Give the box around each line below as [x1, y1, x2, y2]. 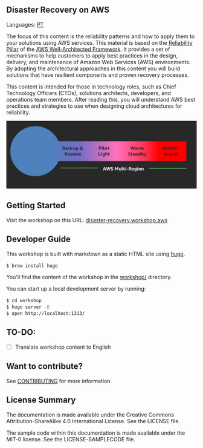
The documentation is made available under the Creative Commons [6, 411, 174, 418]
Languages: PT [6, 21, 44, 28]
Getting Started [6, 200, 66, 211]
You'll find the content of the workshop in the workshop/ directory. [6, 274, 172, 281]
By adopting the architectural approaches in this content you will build [6, 65, 180, 72]
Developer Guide [6, 234, 71, 245]
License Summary [6, 395, 76, 405]
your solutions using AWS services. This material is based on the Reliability [6, 39, 193, 46]
